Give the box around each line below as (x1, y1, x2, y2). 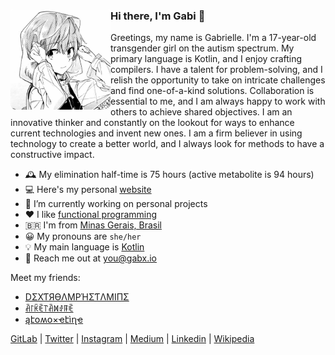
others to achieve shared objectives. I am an (110, 106, 293, 118)
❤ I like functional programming (24, 209, 158, 221)
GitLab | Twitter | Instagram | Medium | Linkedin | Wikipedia (10, 333, 255, 345)
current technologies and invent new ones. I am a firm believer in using (10, 127, 303, 139)
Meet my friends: (10, 272, 81, 284)
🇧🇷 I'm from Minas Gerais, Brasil (24, 219, 162, 231)
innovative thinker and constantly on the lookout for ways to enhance (10, 117, 295, 129)
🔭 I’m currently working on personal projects (24, 198, 208, 210)
